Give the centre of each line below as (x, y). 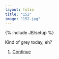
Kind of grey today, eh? (29, 42)
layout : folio (20, 10)
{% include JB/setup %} (29, 33)
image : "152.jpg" (23, 19)
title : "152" (18, 14)
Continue (21, 52)
